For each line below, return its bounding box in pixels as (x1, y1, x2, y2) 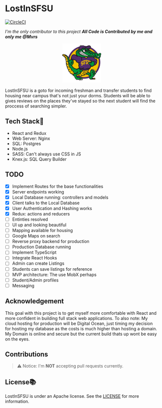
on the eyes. (5, 336, 30, 342)
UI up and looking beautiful (12, 222, 67, 228)
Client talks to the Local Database (12, 200, 80, 206)
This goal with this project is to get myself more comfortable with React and (5, 310, 157, 316)
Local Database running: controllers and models (12, 194, 108, 200)
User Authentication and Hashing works (12, 205, 92, 211)
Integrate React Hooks (12, 255, 57, 261)
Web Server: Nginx (12, 135, 50, 141)
